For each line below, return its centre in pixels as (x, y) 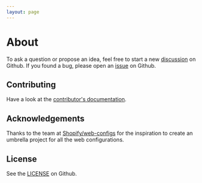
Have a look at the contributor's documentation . (67, 99)
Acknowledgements (45, 119)
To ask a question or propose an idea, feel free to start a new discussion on (101, 59)
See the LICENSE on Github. (42, 174)
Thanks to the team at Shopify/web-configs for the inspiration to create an (100, 133)
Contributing (31, 84)
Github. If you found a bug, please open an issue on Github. (81, 65)
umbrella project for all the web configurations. (65, 140)
